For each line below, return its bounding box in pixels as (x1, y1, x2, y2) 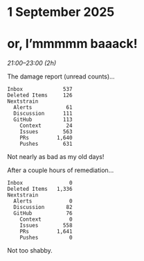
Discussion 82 (13, 204, 73, 211)
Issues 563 (19, 128, 73, 135)
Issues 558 (19, 222, 73, 229)
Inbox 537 (7, 86, 73, 93)
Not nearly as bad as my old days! (7, 153, 105, 161)
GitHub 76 (13, 210, 73, 217)
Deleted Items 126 (7, 92, 73, 99)
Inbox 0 (7, 180, 73, 187)
